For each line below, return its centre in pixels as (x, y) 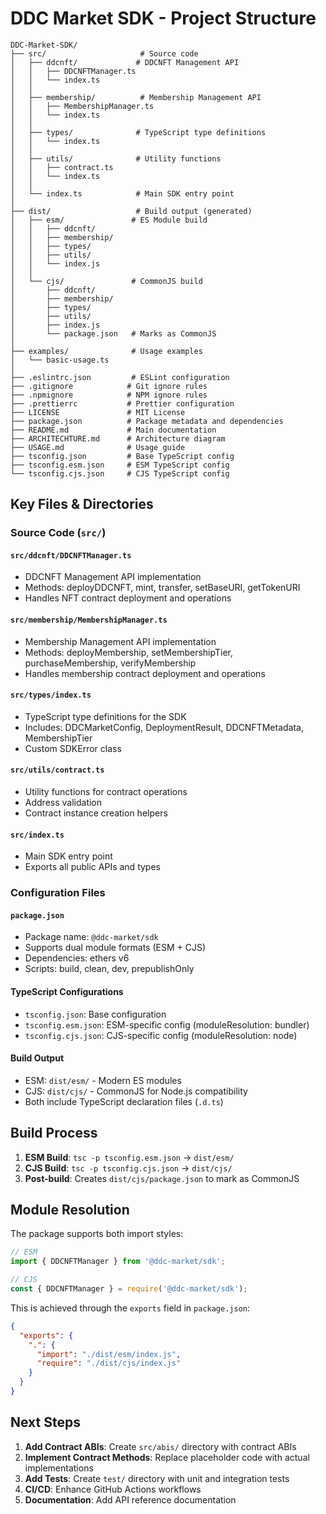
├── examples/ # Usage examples (106, 351)
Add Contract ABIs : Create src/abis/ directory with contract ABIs (160, 1446)
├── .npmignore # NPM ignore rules (109, 395)
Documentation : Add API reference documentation (130, 1499)
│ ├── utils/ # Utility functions (116, 158)
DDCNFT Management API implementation (113, 577)
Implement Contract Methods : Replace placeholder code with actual (167, 1457)
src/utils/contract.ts (57, 770)
